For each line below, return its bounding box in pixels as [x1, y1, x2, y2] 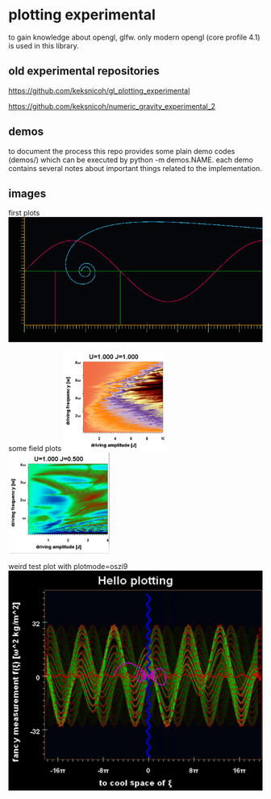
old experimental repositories [8, 65, 160, 78]
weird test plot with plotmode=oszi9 [8, 562, 128, 571]
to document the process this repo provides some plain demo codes [8, 146, 236, 156]
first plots [8, 208, 40, 218]
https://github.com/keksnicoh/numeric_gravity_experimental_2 [8, 101, 216, 111]
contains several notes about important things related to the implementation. [8, 163, 262, 173]
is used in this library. [8, 40, 79, 50]
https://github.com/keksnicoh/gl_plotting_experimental [8, 86, 190, 95]
